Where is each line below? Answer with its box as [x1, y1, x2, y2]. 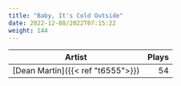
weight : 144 [8, 26, 48, 34]
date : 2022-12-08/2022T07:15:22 [8, 19, 116, 27]
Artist [65, 52, 87, 63]
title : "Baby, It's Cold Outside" [8, 11, 124, 20]
